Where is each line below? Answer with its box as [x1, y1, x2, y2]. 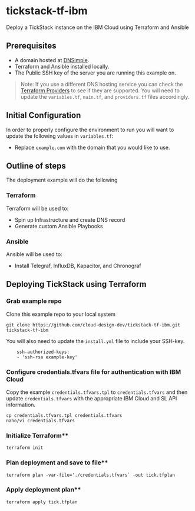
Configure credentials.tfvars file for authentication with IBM [6, 368, 181, 376]
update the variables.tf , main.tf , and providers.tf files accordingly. [20, 93, 190, 100]
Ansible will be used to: [6, 250, 63, 258]
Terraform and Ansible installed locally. [14, 63, 110, 70]
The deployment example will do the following [6, 176, 118, 184]
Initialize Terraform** [6, 431, 69, 439]
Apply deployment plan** [6, 486, 81, 494]
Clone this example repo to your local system [6, 311, 116, 318]
